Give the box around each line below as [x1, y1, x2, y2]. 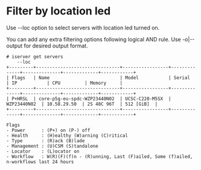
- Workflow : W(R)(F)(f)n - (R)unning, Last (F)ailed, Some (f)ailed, [6, 153, 193, 160]
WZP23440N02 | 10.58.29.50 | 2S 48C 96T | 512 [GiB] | [6, 101, 158, 107]
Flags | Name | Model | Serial [11, 74, 190, 80]
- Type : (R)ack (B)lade [6, 138, 85, 144]
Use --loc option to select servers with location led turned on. [6, 24, 160, 31]
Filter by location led [6, 4, 111, 18]
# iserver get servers [6, 53, 63, 59]
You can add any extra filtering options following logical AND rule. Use [6, 35, 181, 43]
